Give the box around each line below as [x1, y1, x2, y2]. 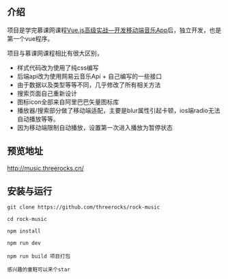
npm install [7, 228, 41, 235]
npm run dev [7, 240, 41, 247]
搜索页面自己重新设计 [16, 89, 77, 97]
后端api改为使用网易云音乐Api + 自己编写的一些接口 [16, 72, 162, 80]
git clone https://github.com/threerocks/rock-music [7, 204, 160, 211]
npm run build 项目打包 [7, 253, 70, 260]
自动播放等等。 [16, 115, 59, 123]
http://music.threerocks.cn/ [7, 163, 84, 172]
